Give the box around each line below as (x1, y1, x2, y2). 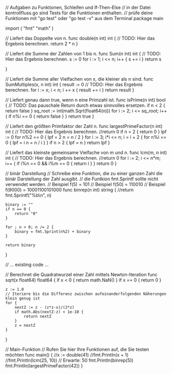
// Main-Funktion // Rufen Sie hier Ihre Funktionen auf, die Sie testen (5, 346, 149, 352)
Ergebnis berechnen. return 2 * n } (5, 41, 79, 47)
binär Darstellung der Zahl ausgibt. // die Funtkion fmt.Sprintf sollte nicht (5, 176, 158, 182)
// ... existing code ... (5, 261, 49, 268)
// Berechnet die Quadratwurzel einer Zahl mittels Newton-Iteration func (5, 272, 158, 277)
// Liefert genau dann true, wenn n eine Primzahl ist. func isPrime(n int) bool (5, 97, 166, 103)
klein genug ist (5, 296, 40, 301)
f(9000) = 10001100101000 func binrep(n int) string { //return (5, 187, 134, 193)
